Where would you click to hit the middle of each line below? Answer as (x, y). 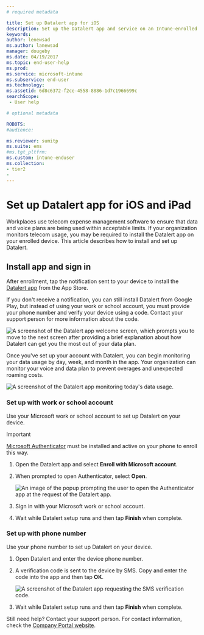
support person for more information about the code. (73, 319)
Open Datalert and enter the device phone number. (79, 558)
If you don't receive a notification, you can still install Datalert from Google (100, 300)
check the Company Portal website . (51, 625)
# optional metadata (33, 113)
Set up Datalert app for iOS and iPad (99, 205)
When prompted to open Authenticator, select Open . (81, 476)
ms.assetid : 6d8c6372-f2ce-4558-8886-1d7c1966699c (72, 91)
